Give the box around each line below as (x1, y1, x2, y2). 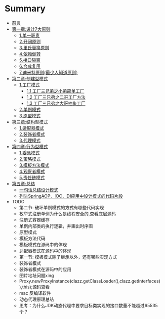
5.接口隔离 (19, 57, 41, 63)
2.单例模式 (19, 106, 41, 112)
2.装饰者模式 (19, 131, 45, 137)
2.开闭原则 (19, 38, 41, 45)
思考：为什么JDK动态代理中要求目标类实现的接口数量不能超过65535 (19, 302, 158, 308)
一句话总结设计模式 (19, 186, 59, 193)
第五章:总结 (11, 181, 35, 186)
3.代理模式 (19, 137, 41, 143)
